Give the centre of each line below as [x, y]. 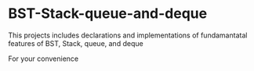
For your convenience [44, 59]
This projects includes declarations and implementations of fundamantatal [128, 35]
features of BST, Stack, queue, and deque [76, 43]
